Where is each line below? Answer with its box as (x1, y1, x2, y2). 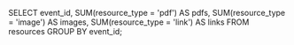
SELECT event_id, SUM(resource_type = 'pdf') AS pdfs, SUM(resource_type (8, 8, 285, 18)
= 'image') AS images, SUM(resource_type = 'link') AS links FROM (8, 17, 250, 27)
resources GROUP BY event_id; (8, 26, 123, 36)
